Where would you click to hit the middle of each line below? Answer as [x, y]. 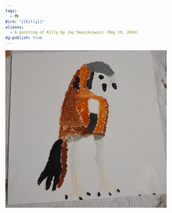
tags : [11, 11]
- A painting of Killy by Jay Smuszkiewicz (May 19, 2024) [74, 33]
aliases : [15, 27]
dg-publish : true [24, 38]
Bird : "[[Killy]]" [25, 22]
